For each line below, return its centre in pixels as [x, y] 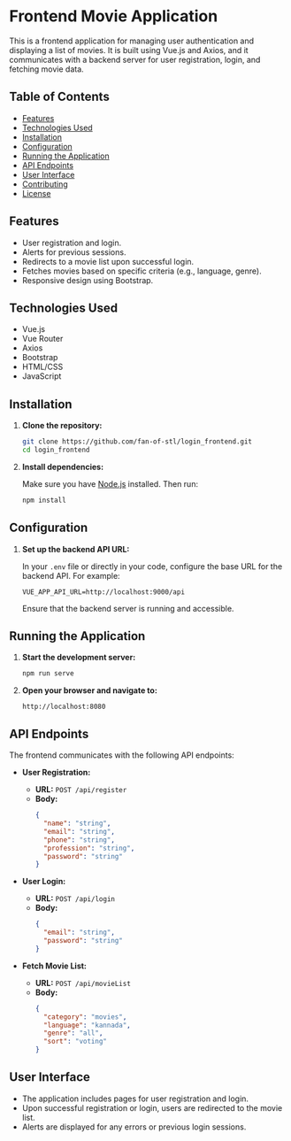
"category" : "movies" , [85, 1017]
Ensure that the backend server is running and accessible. [128, 608]
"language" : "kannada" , [87, 1025]
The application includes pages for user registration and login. [135, 1099]
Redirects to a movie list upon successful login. [108, 261]
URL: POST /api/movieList [83, 983]
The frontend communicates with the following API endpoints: [122, 755]
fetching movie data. [46, 69]
